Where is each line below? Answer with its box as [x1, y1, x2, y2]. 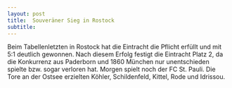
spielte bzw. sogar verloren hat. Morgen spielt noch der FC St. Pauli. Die [7, 65, 216, 74]
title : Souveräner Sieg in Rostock [7, 17, 115, 24]
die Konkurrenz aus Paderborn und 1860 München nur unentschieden [7, 58, 210, 66]
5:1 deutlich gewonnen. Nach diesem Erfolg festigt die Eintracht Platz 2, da [7, 50, 224, 58]
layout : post [7, 10, 46, 18]
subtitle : [7, 23, 37, 30]
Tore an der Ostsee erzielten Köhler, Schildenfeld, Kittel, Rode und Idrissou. [7, 73, 226, 81]
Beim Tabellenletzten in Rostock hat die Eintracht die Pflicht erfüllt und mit [7, 43, 222, 51]
